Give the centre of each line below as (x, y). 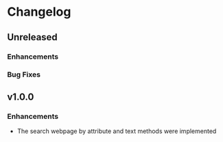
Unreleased (33, 37)
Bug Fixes (24, 74)
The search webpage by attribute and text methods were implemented (117, 131)
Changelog (39, 12)
